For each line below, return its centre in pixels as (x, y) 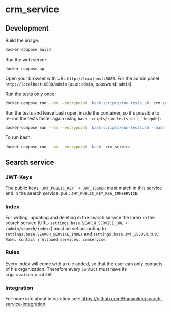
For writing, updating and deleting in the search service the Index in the (80, 218)
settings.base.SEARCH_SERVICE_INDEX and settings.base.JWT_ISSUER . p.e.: (82, 234)
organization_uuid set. (29, 274)
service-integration (25, 304)
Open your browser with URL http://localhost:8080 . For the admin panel (82, 78)
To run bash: (19, 137)
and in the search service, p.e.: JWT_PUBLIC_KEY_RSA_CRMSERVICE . (72, 193)
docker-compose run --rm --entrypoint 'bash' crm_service (68, 147)
